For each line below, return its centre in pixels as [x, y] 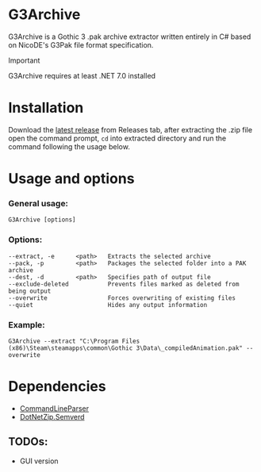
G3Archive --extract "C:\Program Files [74, 341]
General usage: [38, 203]
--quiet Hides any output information [108, 305]
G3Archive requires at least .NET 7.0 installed [82, 75]
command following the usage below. [69, 146]
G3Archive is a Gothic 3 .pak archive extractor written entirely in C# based [130, 36]
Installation [46, 108]
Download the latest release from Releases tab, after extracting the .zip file [130, 129]
